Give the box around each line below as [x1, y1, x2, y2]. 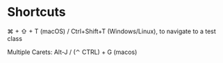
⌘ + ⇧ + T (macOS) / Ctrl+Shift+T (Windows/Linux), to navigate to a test [7, 27, 217, 35]
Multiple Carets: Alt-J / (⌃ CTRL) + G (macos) [7, 48, 138, 56]
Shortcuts [7, 4, 66, 20]
